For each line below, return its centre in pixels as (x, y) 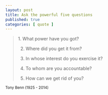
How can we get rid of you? (55, 78)
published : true (23, 19)
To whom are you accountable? (59, 68)
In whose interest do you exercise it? (64, 59)
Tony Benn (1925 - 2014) (27, 88)
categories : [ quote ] (29, 24)
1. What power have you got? (48, 39)
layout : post (19, 10)
